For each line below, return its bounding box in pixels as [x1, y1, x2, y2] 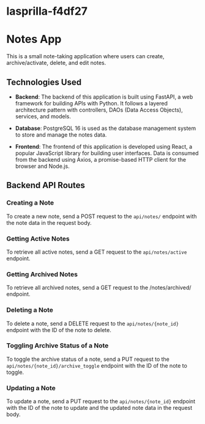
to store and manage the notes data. [15, 131, 107, 138]
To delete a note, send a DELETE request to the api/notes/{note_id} [6, 320, 179, 327]
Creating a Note [6, 199, 54, 207]
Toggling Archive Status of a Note [6, 341, 109, 350]
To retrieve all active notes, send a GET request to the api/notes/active [6, 248, 187, 256]
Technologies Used [6, 77, 81, 87]
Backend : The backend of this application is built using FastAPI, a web [15, 93, 193, 100]
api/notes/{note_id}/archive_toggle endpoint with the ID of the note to [6, 362, 188, 369]
